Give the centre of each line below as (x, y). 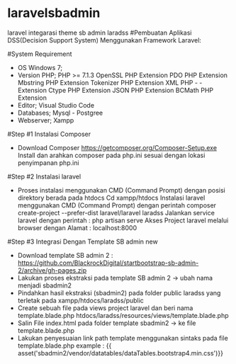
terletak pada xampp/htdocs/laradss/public (80, 300)
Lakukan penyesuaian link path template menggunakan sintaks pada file (123, 338)
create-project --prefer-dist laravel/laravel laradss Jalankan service (116, 212)
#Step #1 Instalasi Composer (49, 134)
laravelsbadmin (54, 13)
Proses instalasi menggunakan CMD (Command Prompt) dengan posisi (121, 190)
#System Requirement (40, 54)
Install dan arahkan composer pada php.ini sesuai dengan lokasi (111, 155)
